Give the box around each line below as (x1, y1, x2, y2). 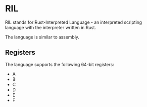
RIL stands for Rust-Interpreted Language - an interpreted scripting (5, 19, 142, 25)
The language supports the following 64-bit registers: (5, 61, 115, 67)
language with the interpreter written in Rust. (5, 24, 97, 30)
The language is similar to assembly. (5, 34, 80, 40)
